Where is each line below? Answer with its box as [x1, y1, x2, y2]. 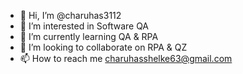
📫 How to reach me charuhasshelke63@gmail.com [19, 53, 233, 64]
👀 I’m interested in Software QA [19, 20, 150, 32]
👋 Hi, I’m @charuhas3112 [19, 10, 122, 21]
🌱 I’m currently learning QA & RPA [19, 31, 159, 42]
